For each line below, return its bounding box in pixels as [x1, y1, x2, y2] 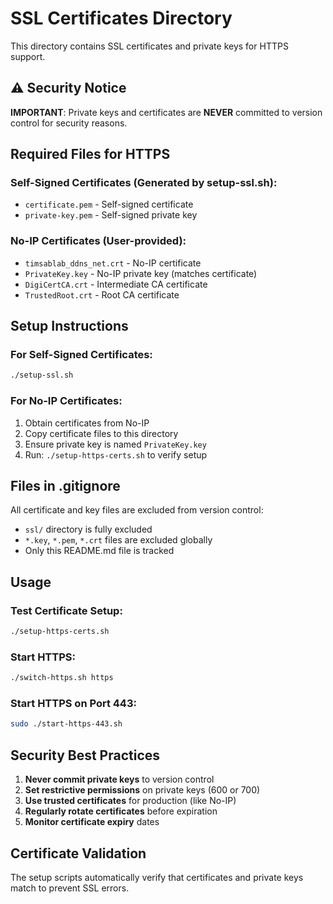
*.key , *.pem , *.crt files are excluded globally [24, 534, 213, 546]
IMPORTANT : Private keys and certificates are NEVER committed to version [10, 106, 323, 118]
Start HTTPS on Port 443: [10, 697, 137, 711]
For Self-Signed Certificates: [10, 348, 153, 362]
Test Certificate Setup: [10, 603, 123, 617]
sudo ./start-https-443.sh [10, 719, 123, 729]
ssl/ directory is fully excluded [24, 523, 153, 536]
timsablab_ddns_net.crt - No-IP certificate [24, 257, 202, 269]
